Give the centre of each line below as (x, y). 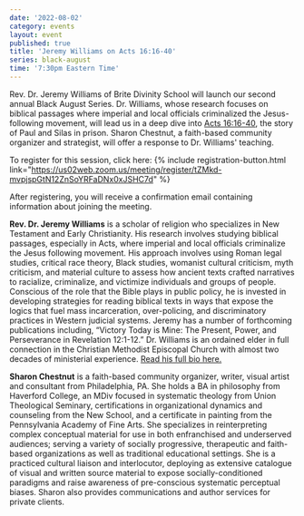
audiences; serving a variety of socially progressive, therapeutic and (137, 443)
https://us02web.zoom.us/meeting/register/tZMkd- (127, 170)
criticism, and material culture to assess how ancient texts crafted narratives (152, 272)
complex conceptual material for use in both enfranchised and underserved (151, 434)
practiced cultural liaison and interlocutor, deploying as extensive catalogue (151, 462)
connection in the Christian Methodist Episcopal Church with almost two (144, 349)
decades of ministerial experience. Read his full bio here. (116, 358)
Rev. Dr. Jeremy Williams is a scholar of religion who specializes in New (144, 224)
